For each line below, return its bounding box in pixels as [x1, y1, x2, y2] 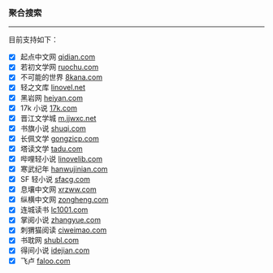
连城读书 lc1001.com [19, 205, 89, 214]
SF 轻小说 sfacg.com [19, 175, 91, 184]
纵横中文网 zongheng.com [19, 195, 109, 205]
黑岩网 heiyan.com [19, 93, 84, 102]
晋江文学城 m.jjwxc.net [19, 113, 97, 123]
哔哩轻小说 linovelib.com [19, 154, 103, 163]
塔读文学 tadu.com [19, 144, 83, 154]
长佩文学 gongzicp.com [19, 133, 99, 143]
